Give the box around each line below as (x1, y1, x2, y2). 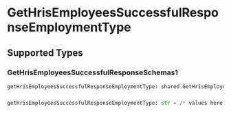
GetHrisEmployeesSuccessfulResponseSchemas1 (7, 68, 179, 77)
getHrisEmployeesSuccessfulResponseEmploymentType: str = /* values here (7, 99, 223, 106)
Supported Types (7, 47, 84, 59)
